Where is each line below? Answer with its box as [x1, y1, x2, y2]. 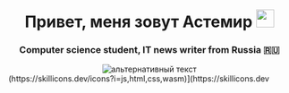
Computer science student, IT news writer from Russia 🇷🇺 [19, 44, 280, 56]
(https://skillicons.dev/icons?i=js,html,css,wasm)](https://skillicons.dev [8, 73, 270, 84]
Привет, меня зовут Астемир [24, 12, 253, 32]
